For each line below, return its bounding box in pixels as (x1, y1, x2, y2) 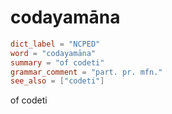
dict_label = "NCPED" (10, 39, 101, 49)
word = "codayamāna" (10, 48, 97, 58)
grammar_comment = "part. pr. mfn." (10, 67, 163, 77)
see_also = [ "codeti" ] (10, 76, 105, 86)
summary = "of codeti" (10, 57, 105, 68)
